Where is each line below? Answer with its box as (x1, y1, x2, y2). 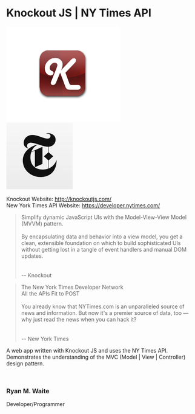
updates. (21, 252, 44, 260)
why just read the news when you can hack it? (21, 316, 137, 323)
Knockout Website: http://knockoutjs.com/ (6, 195, 112, 202)
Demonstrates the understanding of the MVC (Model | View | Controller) (6, 353, 186, 361)
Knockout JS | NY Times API (6, 6, 151, 20)
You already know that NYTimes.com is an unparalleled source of (21, 303, 185, 310)
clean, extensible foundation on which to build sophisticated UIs (21, 239, 181, 246)
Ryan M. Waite (6, 387, 50, 395)
